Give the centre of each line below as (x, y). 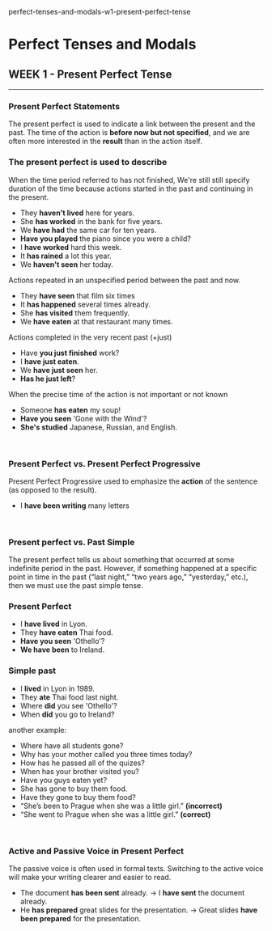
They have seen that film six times (77, 295)
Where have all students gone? (72, 745)
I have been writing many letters (74, 506)
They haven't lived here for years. (77, 213)
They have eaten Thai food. (66, 633)
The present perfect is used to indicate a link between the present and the (132, 124)
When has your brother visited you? (79, 771)
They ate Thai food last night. (69, 697)
